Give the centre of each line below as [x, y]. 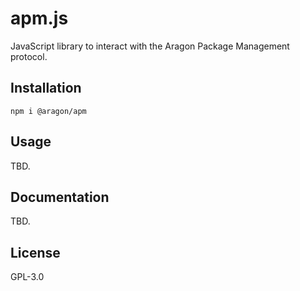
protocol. [29, 56]
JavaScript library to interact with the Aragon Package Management [150, 46]
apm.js [39, 18]
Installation [46, 88]
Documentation [60, 197]
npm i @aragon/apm [48, 111]
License [35, 252]
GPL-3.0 [27, 277]
